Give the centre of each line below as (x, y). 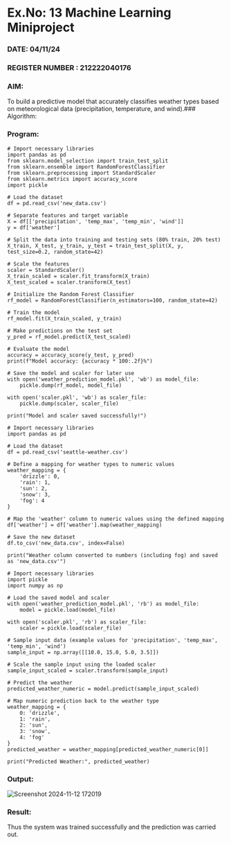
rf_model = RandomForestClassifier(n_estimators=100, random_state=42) (112, 300)
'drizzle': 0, (40, 476)
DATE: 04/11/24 (34, 49)
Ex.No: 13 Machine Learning (89, 13)
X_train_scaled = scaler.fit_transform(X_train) (78, 276)
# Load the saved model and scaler (58, 598)
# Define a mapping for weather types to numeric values (91, 464)
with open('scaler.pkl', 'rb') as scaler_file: (77, 622)
